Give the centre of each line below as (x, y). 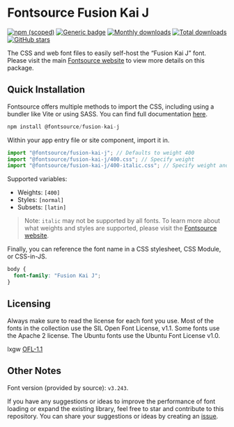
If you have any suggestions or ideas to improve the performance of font (111, 401)
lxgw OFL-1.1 (25, 349)
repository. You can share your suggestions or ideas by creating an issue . (113, 416)
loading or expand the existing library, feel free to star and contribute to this (116, 408)
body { (17, 270)
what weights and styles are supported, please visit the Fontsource (120, 228)
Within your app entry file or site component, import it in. (88, 140)
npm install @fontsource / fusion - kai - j (63, 127)
